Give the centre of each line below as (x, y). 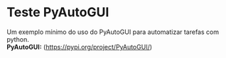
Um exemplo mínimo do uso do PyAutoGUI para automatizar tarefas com (113, 32)
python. (18, 39)
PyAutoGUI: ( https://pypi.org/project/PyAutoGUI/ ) (80, 47)
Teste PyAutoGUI (58, 12)
